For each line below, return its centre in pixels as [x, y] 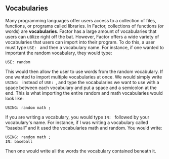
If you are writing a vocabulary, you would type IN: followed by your [77, 117]
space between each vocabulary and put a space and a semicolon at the [81, 88]
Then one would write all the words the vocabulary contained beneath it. [81, 151]
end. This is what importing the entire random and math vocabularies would [84, 93]
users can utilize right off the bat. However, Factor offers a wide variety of [82, 36]
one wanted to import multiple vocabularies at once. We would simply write [84, 77]
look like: [15, 98]
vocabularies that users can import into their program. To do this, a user [80, 42]
